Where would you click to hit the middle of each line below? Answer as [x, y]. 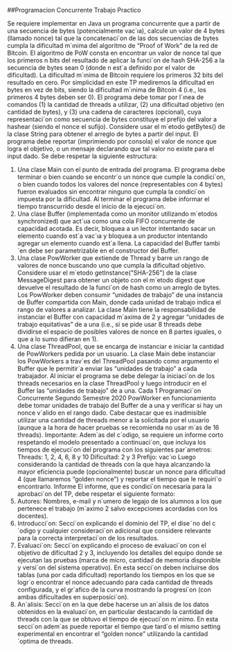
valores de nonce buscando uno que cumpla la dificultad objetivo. [111, 265]
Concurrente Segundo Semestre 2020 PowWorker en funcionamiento [117, 398]
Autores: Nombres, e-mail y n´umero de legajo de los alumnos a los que [119, 501]
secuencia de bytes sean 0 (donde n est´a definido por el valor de [101, 68]
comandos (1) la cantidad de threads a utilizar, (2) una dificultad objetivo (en [116, 104]
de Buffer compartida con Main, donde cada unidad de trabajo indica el [119, 302]
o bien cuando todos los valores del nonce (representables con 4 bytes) [120, 184]
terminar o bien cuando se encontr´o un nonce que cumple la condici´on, [121, 177]
